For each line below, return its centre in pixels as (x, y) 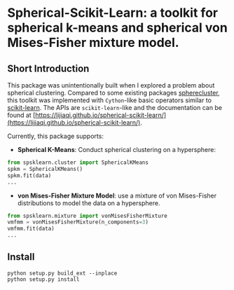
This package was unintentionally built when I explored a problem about (111, 85)
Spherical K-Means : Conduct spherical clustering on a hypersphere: (116, 150)
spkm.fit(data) (29, 175)
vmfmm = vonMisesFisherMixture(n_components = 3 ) (78, 222)
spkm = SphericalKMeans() (45, 169)
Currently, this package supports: (55, 136)
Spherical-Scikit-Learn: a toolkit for (113, 13)
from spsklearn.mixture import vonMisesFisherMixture (88, 216)
